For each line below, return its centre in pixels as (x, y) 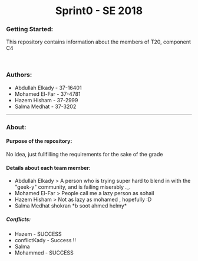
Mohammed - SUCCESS (44, 253)
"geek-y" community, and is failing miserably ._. (72, 187)
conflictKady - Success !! (45, 240)
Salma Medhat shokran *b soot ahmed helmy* (71, 206)
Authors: (19, 75)
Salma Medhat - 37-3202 (45, 106)
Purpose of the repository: (39, 141)
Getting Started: (30, 29)
